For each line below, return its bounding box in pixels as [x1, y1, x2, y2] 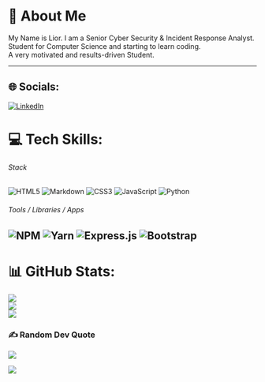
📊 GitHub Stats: [8, 262, 116, 280]
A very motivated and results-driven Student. [8, 50, 155, 59]
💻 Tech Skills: [8, 130, 103, 148]
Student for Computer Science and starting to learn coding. [8, 41, 201, 51]
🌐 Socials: [8, 81, 60, 94]
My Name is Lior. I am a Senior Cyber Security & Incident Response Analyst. [8, 33, 255, 43]
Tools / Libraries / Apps [8, 204, 84, 214]
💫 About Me [8, 7, 87, 25]
